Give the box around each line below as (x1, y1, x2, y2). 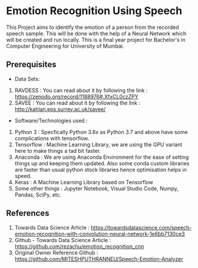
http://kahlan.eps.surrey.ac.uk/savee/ (14, 105, 106, 113)
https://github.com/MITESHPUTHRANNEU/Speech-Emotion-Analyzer (14, 255, 183, 262)
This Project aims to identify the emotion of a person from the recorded (6, 24, 179, 31)
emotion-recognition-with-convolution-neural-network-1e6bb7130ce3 (14, 230, 186, 237)
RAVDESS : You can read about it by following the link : (14, 87, 148, 94)
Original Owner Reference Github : (14, 249, 98, 256)
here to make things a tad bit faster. (14, 147, 101, 154)
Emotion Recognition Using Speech (6, 4, 183, 18)
